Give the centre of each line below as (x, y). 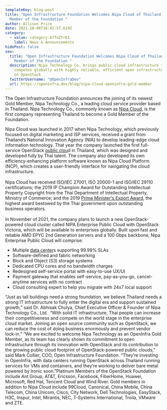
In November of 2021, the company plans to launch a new (64, 219)
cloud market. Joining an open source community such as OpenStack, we (81, 323)
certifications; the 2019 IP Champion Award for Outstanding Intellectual (78, 187)
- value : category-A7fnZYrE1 (40, 38)
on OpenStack (28, 75)
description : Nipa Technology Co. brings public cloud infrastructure (84, 65)
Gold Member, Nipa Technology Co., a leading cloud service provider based (83, 103)
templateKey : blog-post (30, 10)
